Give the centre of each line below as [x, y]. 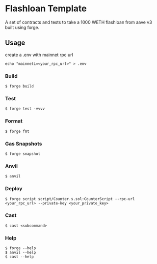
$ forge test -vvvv [25, 109]
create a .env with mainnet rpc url [39, 55]
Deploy [14, 189]
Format [14, 121]
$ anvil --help [21, 253]
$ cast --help [20, 257]
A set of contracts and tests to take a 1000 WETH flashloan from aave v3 [78, 22]
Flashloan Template [46, 9]
